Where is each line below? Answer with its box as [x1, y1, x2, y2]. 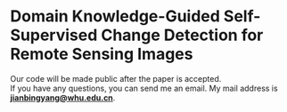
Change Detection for [100, 25, 264, 45]
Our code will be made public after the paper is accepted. [10, 73, 222, 84]
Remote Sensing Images [10, 44, 193, 64]
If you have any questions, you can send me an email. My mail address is [10, 83, 279, 93]
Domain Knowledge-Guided [10, 6, 221, 27]
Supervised [10, 25, 98, 45]
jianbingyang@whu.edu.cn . [10, 92, 116, 103]
